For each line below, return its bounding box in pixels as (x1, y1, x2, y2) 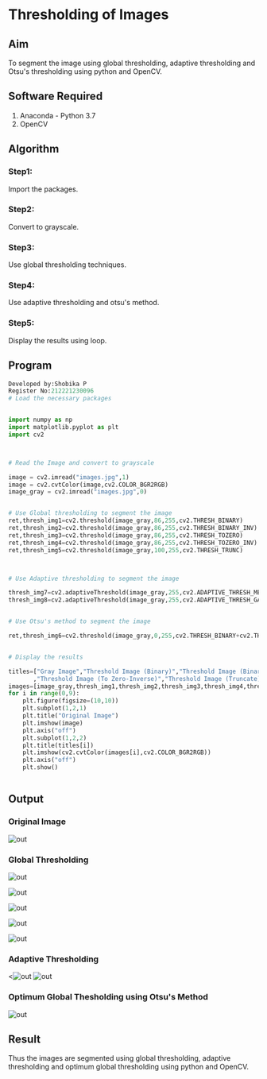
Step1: (8, 166, 33, 177)
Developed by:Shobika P (8, 380, 87, 388)
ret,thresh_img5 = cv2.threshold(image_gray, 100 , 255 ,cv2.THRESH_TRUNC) (8, 546, 244, 554)
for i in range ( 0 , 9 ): (8, 690, 80, 698)
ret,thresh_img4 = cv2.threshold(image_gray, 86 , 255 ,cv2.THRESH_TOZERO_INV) (8, 539, 258, 547)
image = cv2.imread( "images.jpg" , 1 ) (8, 473, 130, 481)
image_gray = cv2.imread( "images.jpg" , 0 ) (8, 488, 148, 496)
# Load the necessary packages (8, 395, 112, 403)
